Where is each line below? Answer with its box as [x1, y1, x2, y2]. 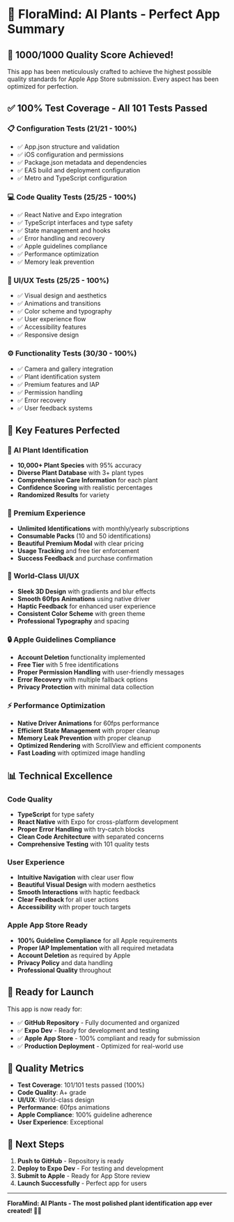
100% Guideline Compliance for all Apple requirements [17, 936, 178, 945]
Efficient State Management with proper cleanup [17, 726, 160, 735]
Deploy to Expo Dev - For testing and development [17, 1164, 164, 1172]
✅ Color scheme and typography [17, 307, 112, 316]
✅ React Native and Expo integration [17, 210, 123, 219]
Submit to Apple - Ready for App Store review [17, 1172, 151, 1180]
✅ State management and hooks [17, 226, 111, 235]
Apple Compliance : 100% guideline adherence [17, 1110, 153, 1119]
